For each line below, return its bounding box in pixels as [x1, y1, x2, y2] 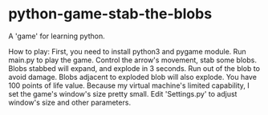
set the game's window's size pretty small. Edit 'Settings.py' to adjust [8, 89, 238, 98]
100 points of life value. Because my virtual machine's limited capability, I [8, 81, 250, 90]
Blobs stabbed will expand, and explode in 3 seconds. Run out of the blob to [8, 63, 261, 73]
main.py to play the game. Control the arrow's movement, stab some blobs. [8, 55, 257, 65]
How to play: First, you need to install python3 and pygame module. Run [8, 46, 246, 56]
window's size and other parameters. [8, 97, 131, 107]
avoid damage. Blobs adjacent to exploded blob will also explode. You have [8, 72, 257, 81]
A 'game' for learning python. [8, 31, 106, 41]
